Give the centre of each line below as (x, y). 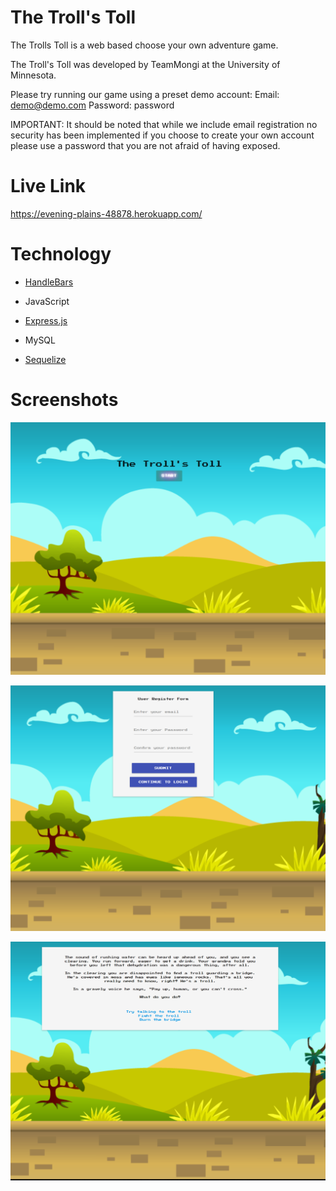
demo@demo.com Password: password (92, 105)
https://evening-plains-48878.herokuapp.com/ (106, 213)
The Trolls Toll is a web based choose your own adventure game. (144, 45)
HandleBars (49, 282)
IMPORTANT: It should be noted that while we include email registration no (164, 124)
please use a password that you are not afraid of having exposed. (145, 145)
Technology (61, 254)
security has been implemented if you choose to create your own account (162, 135)
